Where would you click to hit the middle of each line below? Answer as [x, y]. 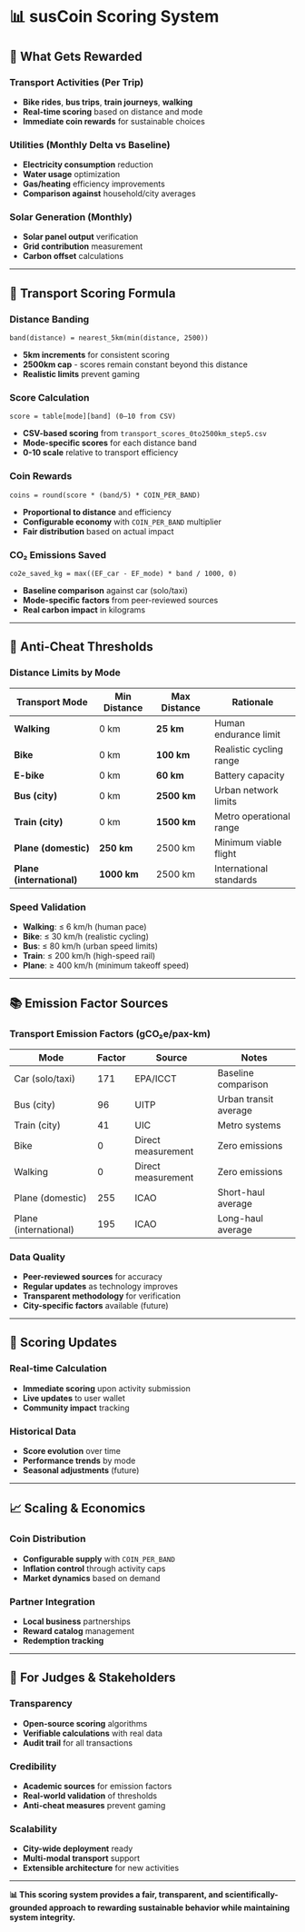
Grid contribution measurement [83, 246]
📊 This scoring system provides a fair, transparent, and [117, 1895]
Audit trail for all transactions [78, 1743]
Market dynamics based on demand [91, 1578]
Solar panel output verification [80, 237]
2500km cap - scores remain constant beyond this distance [135, 364]
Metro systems [249, 1125]
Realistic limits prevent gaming [81, 374]
